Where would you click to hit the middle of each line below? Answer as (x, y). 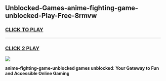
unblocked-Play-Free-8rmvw (51, 16)
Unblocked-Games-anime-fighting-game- (72, 8)
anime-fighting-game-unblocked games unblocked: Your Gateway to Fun (82, 68)
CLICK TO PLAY (24, 30)
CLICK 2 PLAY (22, 48)
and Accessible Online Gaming (37, 73)
